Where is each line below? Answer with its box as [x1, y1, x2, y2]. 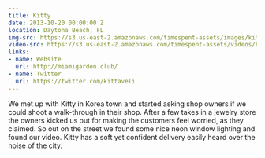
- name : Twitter [8, 70, 62, 78]
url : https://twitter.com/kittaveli [15, 77, 136, 85]
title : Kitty [8, 11, 51, 20]
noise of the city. [8, 141, 63, 150]
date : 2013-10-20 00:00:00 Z [8, 19, 104, 27]
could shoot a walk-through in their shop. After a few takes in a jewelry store [8, 107, 256, 116]
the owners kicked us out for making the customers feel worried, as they [8, 116, 244, 125]
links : [8, 48, 30, 56]
